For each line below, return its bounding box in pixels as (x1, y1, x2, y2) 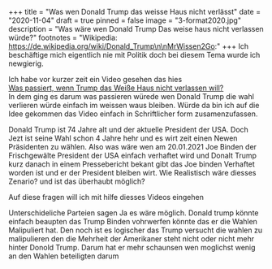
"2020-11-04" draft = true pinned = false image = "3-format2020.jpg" (8, 15, 242, 25)
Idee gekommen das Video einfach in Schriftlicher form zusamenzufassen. (8, 109, 258, 119)
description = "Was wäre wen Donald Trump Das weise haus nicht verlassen (8, 24, 264, 33)
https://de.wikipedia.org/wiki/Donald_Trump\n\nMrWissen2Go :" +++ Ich (8, 41, 249, 51)
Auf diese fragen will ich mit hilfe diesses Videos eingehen (8, 193, 205, 202)
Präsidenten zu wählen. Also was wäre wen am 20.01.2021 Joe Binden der (8, 142, 257, 151)
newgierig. (8, 59, 44, 68)
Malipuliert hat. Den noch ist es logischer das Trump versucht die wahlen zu (8, 225, 262, 235)
